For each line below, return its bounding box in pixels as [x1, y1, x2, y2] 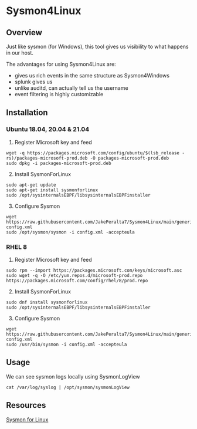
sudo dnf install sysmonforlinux [6, 299, 88, 305]
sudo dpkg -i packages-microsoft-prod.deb [6, 160, 111, 166]
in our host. [6, 49, 34, 56]
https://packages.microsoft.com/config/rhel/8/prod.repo [6, 278, 148, 283]
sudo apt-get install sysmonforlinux [6, 187, 98, 193]
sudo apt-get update [6, 182, 57, 188]
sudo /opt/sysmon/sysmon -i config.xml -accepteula [6, 229, 135, 235]
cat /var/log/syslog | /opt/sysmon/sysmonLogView [6, 384, 130, 390]
